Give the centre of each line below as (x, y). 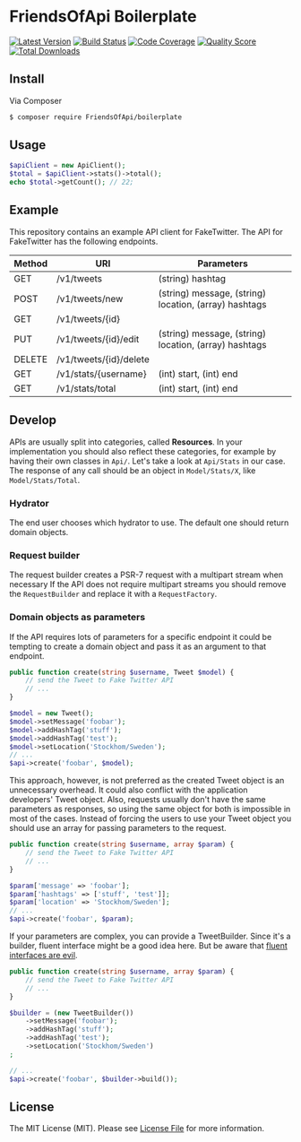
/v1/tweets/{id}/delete (103, 359)
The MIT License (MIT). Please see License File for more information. (137, 1129)
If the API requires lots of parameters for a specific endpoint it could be (141, 636)
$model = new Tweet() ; (52, 714)
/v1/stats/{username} (102, 374)
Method (31, 264)
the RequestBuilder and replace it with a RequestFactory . (113, 594)
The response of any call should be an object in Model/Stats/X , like (133, 470)
